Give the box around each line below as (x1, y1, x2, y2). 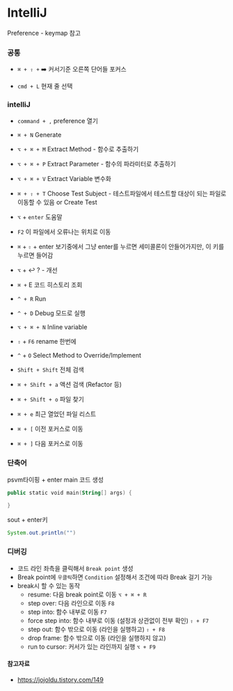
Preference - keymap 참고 (7, 29, 81, 37)
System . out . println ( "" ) (7, 529, 77, 537)
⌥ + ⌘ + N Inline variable (17, 322, 88, 331)
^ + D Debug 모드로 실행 (17, 308, 86, 317)
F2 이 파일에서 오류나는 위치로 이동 (17, 228, 111, 236)
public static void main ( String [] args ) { (7, 489, 132, 496)
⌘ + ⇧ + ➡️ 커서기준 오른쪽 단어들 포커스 (17, 65, 127, 74)
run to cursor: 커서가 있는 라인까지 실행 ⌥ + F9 (27, 642, 156, 651)
